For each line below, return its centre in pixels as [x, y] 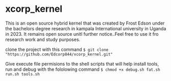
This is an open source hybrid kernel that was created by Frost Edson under [85, 23]
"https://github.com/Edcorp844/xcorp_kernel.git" [59, 54]
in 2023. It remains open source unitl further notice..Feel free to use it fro [82, 34]
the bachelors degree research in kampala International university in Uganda [86, 28]
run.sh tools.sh [22, 74]
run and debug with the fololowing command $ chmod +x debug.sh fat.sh [83, 69]
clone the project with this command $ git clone [57, 49]
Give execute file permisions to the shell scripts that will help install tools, [82, 64]
